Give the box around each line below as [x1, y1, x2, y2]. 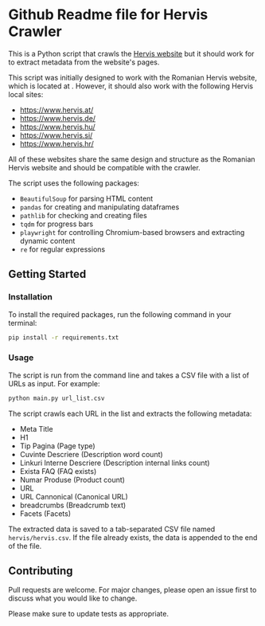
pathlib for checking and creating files [19, 210, 147, 220]
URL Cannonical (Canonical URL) [19, 491, 129, 501]
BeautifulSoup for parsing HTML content [19, 194, 154, 203]
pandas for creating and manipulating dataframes [19, 201, 180, 212]
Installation [8, 291, 53, 303]
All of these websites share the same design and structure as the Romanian [8, 154, 256, 164]
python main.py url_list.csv [8, 394, 105, 402]
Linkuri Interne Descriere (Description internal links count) [19, 458, 210, 468]
